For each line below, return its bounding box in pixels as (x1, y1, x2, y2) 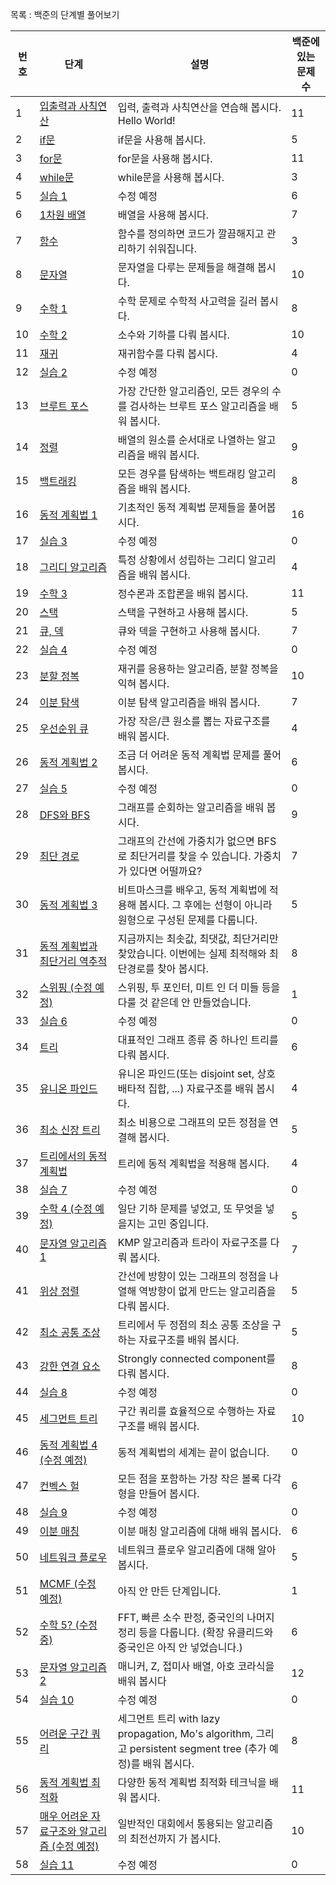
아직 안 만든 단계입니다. (117, 1584, 222, 1598)
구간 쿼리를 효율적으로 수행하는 (117, 1404, 255, 1418)
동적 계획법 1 (39, 508, 98, 522)
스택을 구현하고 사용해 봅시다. (117, 606, 249, 619)
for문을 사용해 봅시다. (117, 152, 213, 165)
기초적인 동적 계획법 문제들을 (117, 501, 247, 514)
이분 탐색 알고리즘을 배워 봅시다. (117, 696, 261, 709)
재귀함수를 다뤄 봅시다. (117, 347, 218, 360)
